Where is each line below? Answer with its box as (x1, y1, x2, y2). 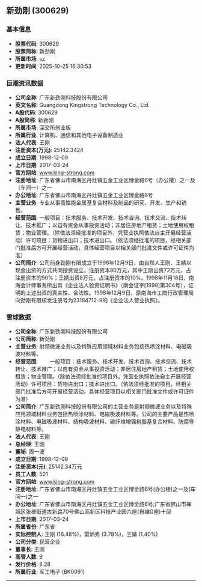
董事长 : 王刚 (14, 546, 45, 553)
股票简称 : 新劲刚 (14, 47, 55, 55)
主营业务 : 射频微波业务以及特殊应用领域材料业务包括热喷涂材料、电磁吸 (14, 343, 192, 350)
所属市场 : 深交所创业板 (14, 124, 71, 131)
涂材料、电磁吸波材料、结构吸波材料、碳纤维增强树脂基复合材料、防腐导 (14, 418, 194, 425)
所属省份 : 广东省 (14, 523, 55, 531)
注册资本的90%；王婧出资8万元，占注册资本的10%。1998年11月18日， (14, 274, 189, 281)
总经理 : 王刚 (14, 440, 45, 448)
